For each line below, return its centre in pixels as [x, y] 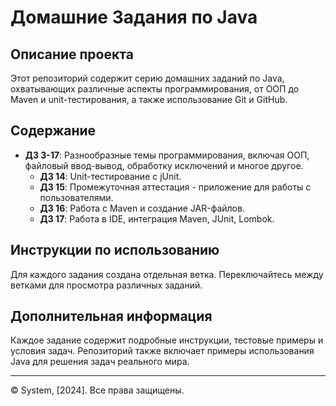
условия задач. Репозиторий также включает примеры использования [162, 351]
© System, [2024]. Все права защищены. [97, 390]
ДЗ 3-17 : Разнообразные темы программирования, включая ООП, [167, 155]
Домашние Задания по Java [134, 17]
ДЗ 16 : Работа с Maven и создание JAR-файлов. [142, 208]
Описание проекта [72, 54]
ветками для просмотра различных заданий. [106, 285]
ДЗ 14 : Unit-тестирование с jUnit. [110, 176]
